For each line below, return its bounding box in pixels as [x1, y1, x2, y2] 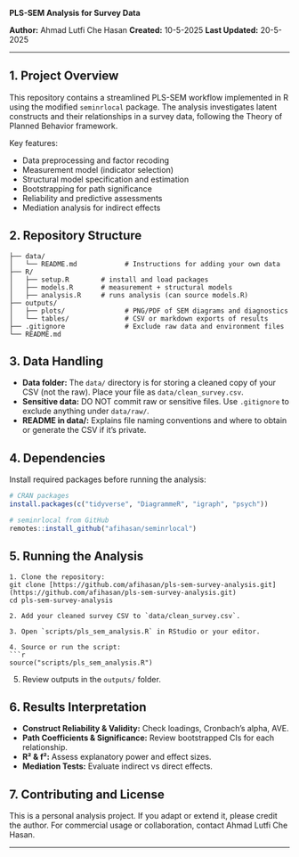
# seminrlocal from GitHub [9, 516, 109, 525]
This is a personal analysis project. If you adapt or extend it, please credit [9, 811, 278, 821]
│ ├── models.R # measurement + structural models [9, 282, 233, 292]
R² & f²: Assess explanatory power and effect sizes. [21, 752, 212, 763]
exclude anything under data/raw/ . [21, 405, 149, 417]
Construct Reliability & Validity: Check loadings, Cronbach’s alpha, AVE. [21, 723, 289, 734]
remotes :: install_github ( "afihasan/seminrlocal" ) [9, 524, 198, 533]
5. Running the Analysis [9, 549, 144, 564]
